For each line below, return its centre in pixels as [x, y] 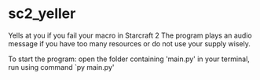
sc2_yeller [42, 14]
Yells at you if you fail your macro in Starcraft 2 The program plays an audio [130, 35]
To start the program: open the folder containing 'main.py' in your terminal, [129, 59]
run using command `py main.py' [61, 67]
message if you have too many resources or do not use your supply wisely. [130, 43]
